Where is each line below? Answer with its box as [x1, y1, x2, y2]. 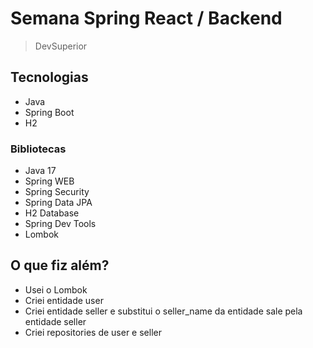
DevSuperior [34, 40, 88, 52]
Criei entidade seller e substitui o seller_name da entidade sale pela [24, 305, 303, 317]
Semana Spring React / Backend [10, 7, 283, 30]
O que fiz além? [10, 257, 110, 274]
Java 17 [24, 165, 57, 177]
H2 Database [24, 207, 80, 219]
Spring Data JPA [24, 197, 93, 209]
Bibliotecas [10, 142, 67, 156]
